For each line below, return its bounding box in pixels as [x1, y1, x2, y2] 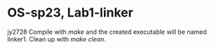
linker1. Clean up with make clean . [7, 35, 107, 43]
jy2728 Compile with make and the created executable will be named [7, 28, 207, 36]
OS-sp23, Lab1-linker [7, 5, 133, 21]
